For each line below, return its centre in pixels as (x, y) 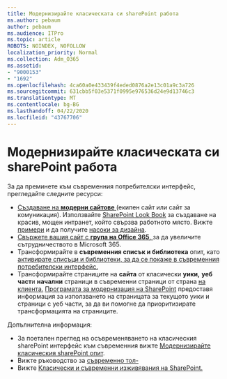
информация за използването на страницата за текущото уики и (113, 296)
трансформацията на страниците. (68, 311)
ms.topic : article (34, 40)
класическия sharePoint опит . (61, 352)
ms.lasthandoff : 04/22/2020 (48, 111)
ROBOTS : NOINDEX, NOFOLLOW (46, 46)
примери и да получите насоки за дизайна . (82, 229)
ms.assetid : (24, 66)
